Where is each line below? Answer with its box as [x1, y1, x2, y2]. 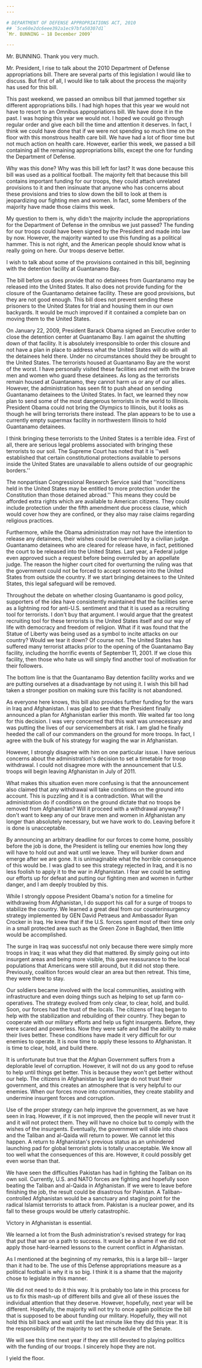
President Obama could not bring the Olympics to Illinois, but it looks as [6, 404, 184, 411]
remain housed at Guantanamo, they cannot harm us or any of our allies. [6, 378, 186, 386]
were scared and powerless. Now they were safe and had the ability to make [6, 1025, 197, 1032]
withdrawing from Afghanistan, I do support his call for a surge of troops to [6, 899, 192, 906]
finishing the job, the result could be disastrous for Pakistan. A [6, 1188, 161, 1195]
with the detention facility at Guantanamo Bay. [6, 265, 121, 272]
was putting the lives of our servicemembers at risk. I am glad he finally [6, 724, 184, 731]
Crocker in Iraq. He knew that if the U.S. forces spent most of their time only [6, 918, 195, 926]
